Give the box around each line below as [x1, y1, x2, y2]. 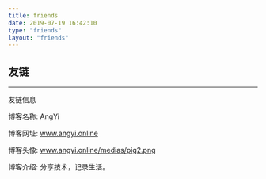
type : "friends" [8, 26, 62, 34]
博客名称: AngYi [8, 112, 59, 121]
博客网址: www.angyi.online [8, 128, 99, 139]
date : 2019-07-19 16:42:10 [8, 19, 97, 27]
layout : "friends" [8, 33, 69, 42]
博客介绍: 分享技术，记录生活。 [8, 162, 109, 172]
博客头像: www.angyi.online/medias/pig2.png [8, 146, 156, 155]
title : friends [8, 11, 59, 20]
